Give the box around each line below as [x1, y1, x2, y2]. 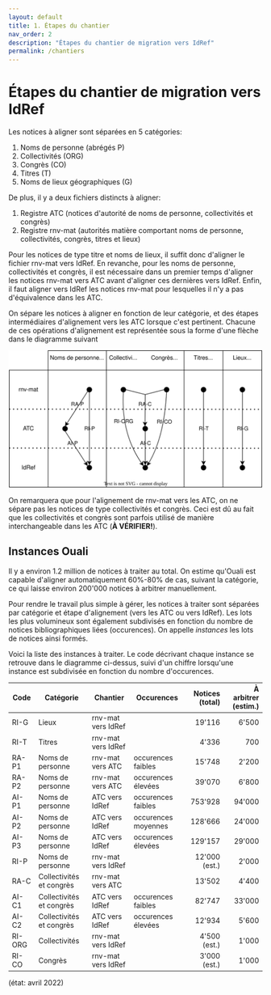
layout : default [8, 13, 63, 21]
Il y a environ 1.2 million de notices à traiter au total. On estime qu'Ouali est [8, 566, 256, 576]
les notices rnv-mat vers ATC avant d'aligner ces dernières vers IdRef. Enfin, [8, 276, 262, 286]
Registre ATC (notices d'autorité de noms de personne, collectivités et [19, 209, 253, 218]
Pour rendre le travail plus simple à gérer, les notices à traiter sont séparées [8, 599, 260, 608]
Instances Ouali [8, 544, 89, 558]
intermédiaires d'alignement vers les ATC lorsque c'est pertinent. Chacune [8, 317, 256, 327]
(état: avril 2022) [8, 977, 65, 987]
